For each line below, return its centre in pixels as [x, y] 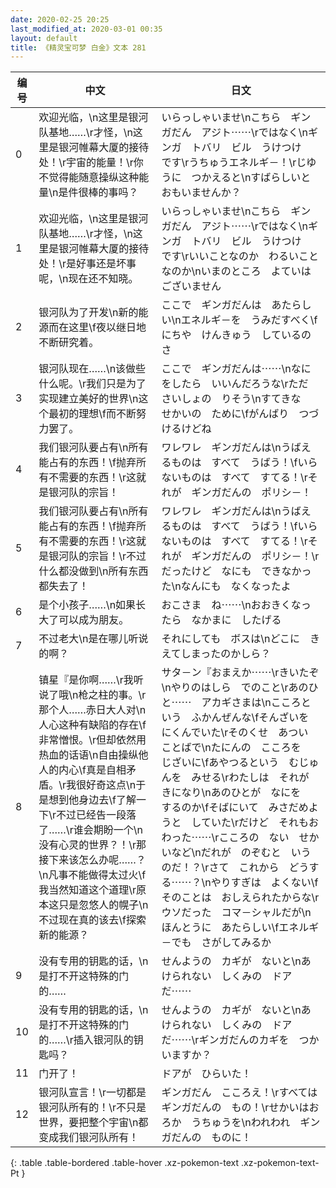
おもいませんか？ [201, 193]
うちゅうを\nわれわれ [241, 1123]
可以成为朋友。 [94, 620]
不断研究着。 [69, 343]
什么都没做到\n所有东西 [93, 571]
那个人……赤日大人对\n [92, 710]
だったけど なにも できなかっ [236, 571]
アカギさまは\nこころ [251, 703]
